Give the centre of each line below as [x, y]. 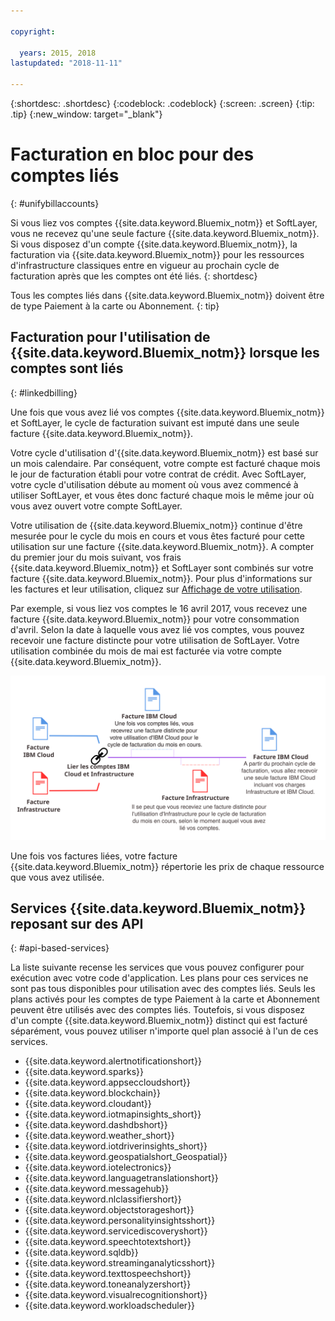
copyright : [33, 31]
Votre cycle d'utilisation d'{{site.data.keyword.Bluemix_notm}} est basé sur [164, 452]
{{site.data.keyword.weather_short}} [99, 1136]
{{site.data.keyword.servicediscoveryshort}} [116, 1231]
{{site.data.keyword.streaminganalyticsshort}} [120, 1263]
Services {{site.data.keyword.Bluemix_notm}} [158, 908]
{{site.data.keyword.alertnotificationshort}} [113, 1061]
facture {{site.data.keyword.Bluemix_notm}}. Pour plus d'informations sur [161, 578]
